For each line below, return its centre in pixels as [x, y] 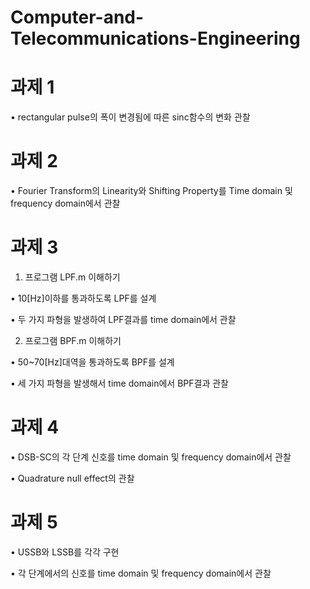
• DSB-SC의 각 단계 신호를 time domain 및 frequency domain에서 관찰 [151, 457]
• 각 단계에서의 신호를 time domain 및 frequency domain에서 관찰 [141, 573]
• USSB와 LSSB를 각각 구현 [65, 552]
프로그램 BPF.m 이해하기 [73, 340]
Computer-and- [77, 17]
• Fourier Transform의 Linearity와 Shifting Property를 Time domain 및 [151, 191]
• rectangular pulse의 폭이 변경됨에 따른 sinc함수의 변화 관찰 [130, 117]
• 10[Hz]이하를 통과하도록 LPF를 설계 [83, 298]
